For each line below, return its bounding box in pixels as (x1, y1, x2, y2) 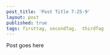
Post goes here (6, 42, 44, 49)
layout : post (6, 14, 39, 20)
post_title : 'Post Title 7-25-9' (6, 8, 91, 15)
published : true (6, 20, 47, 26)
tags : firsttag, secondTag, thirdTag (6, 25, 104, 32)
